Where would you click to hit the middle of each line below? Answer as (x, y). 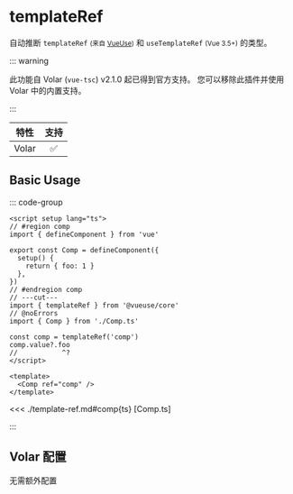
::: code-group (36, 202)
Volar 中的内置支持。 (48, 90)
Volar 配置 (38, 457)
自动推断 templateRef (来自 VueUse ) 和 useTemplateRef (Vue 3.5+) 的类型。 (141, 42)
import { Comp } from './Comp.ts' (74, 321)
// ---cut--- (34, 297)
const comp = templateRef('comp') (74, 337)
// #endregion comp (46, 289)
